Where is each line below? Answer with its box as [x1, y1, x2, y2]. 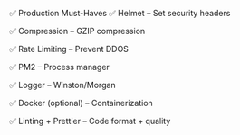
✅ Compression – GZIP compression [9, 26, 146, 36]
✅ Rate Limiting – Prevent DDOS [9, 44, 130, 54]
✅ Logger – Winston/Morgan [9, 80, 116, 90]
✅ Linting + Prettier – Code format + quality [9, 116, 171, 126]
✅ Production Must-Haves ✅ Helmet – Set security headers [9, 8, 231, 18]
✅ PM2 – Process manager [9, 62, 110, 72]
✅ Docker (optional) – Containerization [9, 98, 154, 108]
